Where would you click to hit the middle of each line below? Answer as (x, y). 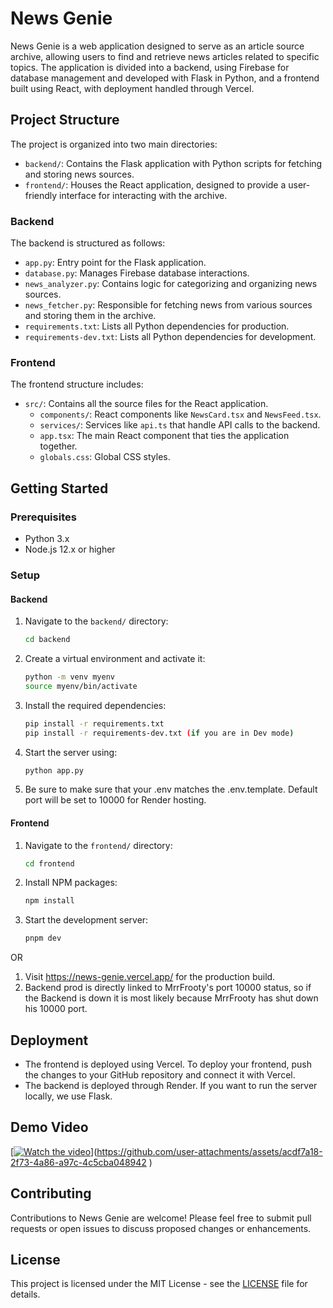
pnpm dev (43, 938)
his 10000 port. (56, 1009)
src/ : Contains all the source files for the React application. (146, 404)
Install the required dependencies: (95, 705)
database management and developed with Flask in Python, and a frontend (165, 78)
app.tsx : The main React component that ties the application (164, 436)
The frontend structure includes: (77, 384)
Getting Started (59, 488)
